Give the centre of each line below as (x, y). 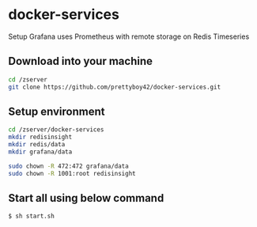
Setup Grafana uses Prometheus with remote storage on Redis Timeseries (129, 36)
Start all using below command (86, 198)
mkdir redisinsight (40, 137)
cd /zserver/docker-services (56, 130)
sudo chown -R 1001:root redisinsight (72, 173)
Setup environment (57, 111)
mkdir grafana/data (40, 152)
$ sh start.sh (32, 216)
